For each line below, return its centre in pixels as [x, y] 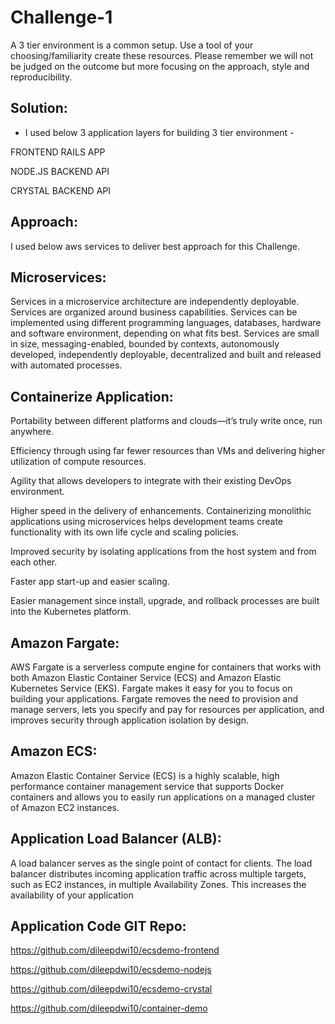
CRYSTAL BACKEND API [61, 190]
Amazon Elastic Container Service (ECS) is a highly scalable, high [145, 775]
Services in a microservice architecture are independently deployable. [155, 302]
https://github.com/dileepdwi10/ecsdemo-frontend [115, 950]
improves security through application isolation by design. [129, 720]
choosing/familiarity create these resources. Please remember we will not [162, 55]
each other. [34, 562]
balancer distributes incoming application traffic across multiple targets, [158, 873]
